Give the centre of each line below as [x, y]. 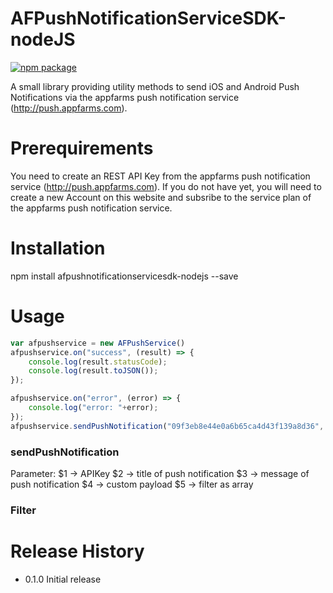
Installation [58, 248]
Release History [77, 551]
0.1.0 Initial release [63, 579]
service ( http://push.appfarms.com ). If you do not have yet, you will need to [166, 186]
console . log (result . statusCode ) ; [98, 362]
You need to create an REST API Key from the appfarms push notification [160, 176]
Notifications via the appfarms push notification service [125, 97]
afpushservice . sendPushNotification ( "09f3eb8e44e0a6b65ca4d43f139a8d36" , [167, 426]
